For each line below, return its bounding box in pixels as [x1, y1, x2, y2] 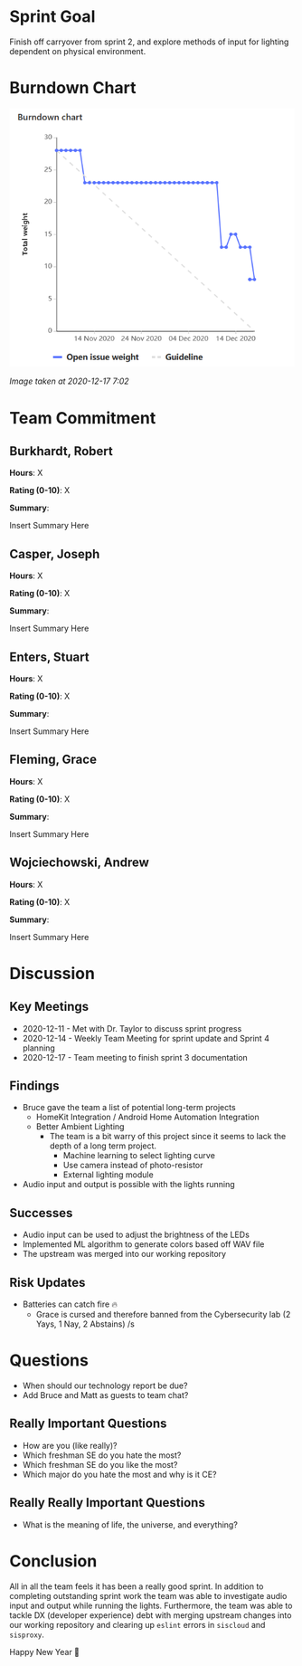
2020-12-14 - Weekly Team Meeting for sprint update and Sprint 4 [22, 1033, 269, 1043]
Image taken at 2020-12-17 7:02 [9, 376, 129, 386]
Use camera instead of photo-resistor [62, 1160, 203, 1171]
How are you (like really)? [22, 1440, 118, 1451]
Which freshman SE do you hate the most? [22, 1450, 182, 1461]
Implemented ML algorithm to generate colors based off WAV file [22, 1239, 265, 1250]
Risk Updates [9, 1274, 86, 1290]
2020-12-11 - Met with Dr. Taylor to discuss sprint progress [22, 1023, 242, 1033]
